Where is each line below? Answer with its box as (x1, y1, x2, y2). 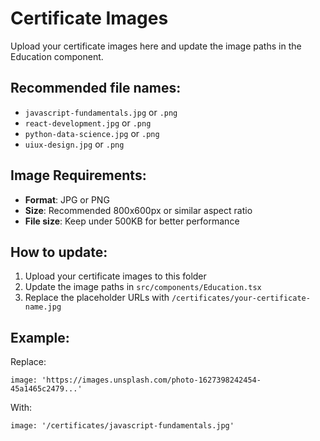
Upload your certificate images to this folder (24, 270, 207, 282)
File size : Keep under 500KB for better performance (24, 215, 240, 227)
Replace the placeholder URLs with (24, 292, 170, 304)
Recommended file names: (10, 80, 182, 97)
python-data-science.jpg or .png (24, 127, 160, 139)
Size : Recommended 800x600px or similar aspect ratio (24, 204, 253, 216)
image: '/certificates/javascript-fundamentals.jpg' (10, 421, 235, 431)
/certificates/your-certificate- (171, 293, 311, 304)
